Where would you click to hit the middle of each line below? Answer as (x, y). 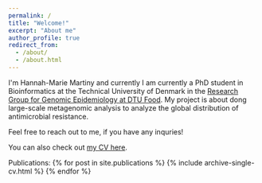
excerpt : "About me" (43, 30)
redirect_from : (33, 45)
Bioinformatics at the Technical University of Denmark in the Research (123, 91)
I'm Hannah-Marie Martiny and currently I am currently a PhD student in (126, 82)
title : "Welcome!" (39, 23)
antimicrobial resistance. (49, 116)
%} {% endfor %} (63, 171)
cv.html (20, 171)
